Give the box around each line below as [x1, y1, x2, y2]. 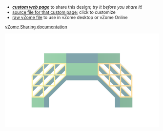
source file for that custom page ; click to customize [12, 9, 116, 15]
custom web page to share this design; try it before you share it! [12, 4, 143, 10]
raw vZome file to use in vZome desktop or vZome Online [12, 15, 128, 20]
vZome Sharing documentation [5, 24, 67, 30]
